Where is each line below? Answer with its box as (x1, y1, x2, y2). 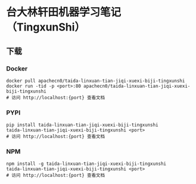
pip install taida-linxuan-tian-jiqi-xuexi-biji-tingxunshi (6, 122, 159, 128)
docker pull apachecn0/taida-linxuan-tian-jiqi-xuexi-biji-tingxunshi (6, 78, 185, 84)
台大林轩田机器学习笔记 (6, 5, 122, 19)
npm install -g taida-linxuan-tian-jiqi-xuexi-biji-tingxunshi (6, 161, 167, 167)
